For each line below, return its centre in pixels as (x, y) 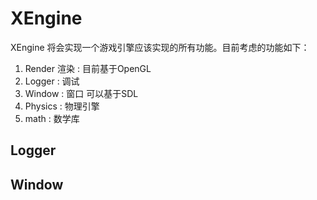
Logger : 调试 (52, 81)
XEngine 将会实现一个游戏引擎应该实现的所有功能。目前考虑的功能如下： (160, 47)
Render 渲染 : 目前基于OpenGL (88, 68)
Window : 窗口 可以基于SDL (81, 93)
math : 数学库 (52, 118)
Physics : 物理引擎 (62, 106)
